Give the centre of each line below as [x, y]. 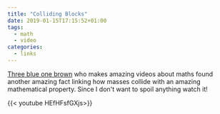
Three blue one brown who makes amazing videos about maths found [110, 74]
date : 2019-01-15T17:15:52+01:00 [57, 21]
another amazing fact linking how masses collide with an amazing [104, 81]
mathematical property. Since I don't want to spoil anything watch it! [108, 89]
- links [25, 54]
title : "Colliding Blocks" [47, 14]
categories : [25, 47]
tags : [15, 27]
